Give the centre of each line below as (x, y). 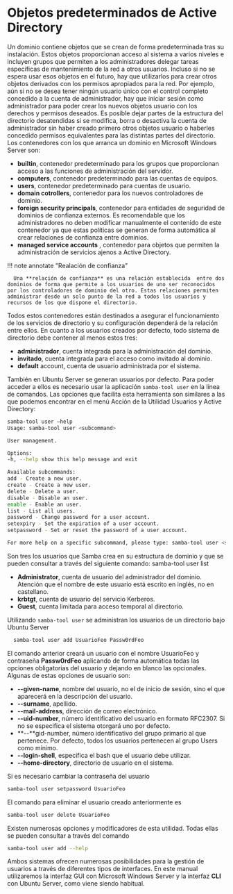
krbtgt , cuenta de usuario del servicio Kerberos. (86, 599)
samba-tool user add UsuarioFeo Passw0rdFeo (79, 640)
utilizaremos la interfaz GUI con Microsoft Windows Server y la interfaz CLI (114, 876)
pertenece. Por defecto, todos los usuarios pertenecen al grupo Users (118, 740)
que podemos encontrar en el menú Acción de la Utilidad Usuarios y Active (114, 402)
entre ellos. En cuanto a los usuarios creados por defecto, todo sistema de (113, 330)
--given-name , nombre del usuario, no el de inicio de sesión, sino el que (121, 688)
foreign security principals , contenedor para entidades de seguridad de (121, 208)
